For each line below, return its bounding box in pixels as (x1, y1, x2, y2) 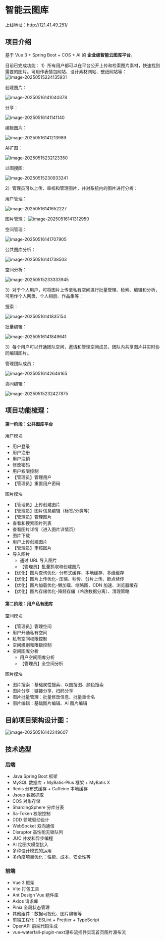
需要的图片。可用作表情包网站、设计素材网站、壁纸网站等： (5, 68, 127, 74)
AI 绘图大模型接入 (12, 841, 49, 848)
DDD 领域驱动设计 (12, 817, 50, 823)
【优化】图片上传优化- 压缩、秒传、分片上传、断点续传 (12, 576, 125, 582)
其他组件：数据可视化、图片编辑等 (12, 911, 82, 917)
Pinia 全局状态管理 (12, 904, 50, 910)
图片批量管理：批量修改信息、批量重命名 (12, 694, 95, 700)
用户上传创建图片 (12, 539, 48, 545)
